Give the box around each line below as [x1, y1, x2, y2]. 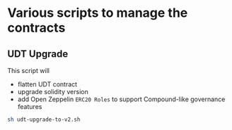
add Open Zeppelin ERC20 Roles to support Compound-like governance [17, 95, 226, 103]
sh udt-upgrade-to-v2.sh [7, 116, 81, 123]
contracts [7, 20, 66, 36]
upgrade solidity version [17, 88, 88, 96]
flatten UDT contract [17, 80, 78, 89]
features [17, 103, 42, 110]
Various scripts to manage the [7, 5, 188, 21]
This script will [7, 67, 50, 74]
